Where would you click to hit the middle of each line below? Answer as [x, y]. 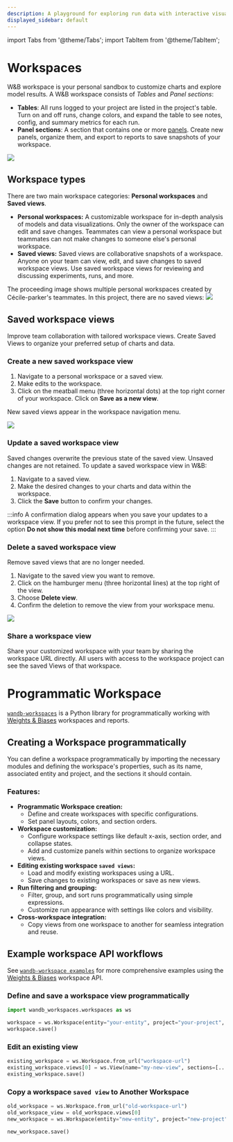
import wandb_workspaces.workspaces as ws [69, 1010]
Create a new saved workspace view [70, 361]
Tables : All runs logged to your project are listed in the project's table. [117, 107]
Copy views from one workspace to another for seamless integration [126, 925]
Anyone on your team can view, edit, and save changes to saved [109, 261]
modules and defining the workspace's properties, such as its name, [105, 766]
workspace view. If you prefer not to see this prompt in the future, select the [116, 521]
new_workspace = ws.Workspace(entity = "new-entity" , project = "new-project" [118, 1119]
